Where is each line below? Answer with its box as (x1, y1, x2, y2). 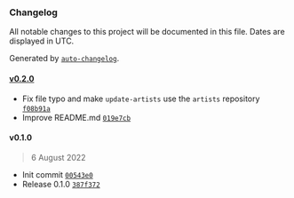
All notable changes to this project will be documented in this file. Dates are (9, 27, 286, 37)
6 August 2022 (30, 152, 86, 162)
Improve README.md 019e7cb (21, 112, 131, 123)
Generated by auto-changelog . (9, 53, 120, 64)
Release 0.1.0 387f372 (21, 178, 100, 189)
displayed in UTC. (9, 36, 75, 46)
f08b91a (21, 104, 51, 113)
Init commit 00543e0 (21, 169, 93, 179)
